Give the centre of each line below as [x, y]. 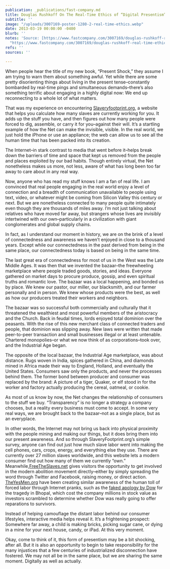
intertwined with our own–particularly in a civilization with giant [71, 219]
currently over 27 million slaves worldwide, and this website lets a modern [82, 455]
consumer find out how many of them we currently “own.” [66, 461]
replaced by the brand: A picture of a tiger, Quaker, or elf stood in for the [81, 382]
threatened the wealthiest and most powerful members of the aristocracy [81, 313]
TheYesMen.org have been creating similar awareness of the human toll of [83, 482]
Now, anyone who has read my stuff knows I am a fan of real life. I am [78, 181]
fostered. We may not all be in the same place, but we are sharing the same [84, 555]
